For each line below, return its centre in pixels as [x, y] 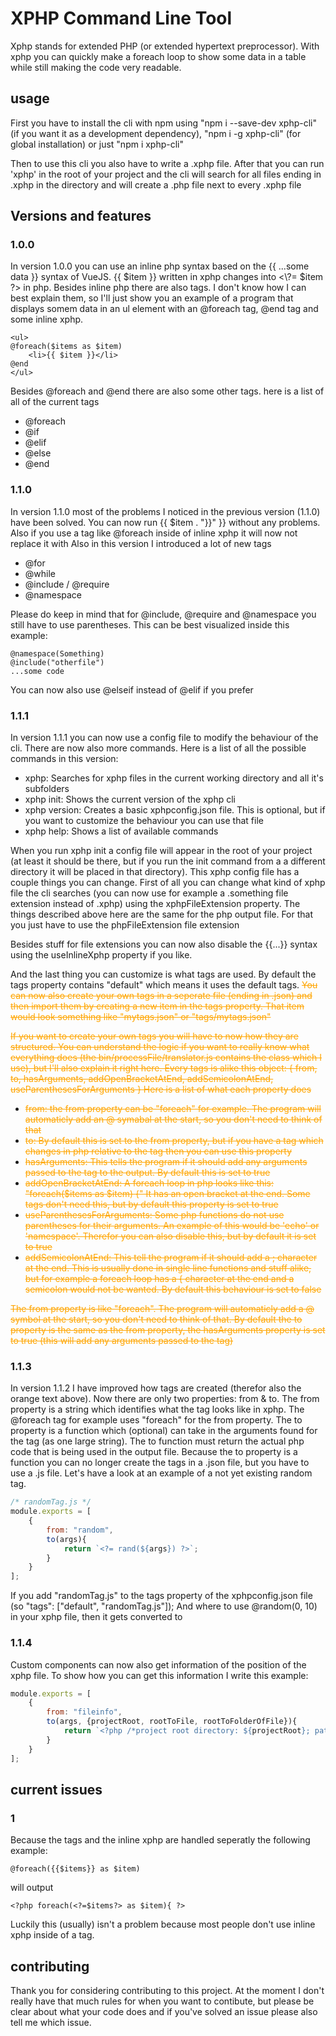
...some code [37, 671]
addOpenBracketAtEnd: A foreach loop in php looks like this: [149, 1183]
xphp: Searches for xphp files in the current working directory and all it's [174, 778]
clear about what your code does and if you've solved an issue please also [164, 2011]
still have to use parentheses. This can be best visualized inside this [150, 624]
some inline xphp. [47, 319]
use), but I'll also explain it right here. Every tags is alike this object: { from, [164, 1068]
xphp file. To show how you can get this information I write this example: [159, 1675]
